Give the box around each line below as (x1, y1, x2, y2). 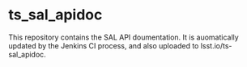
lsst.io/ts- (200, 40, 232, 50)
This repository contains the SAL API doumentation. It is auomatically (8, 32, 239, 42)
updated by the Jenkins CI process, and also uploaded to (8, 40, 199, 50)
